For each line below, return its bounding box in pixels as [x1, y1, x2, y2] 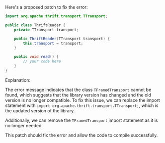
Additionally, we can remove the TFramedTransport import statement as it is [5, 117, 158, 123]
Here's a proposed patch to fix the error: [5, 4, 88, 10]
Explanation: [5, 77, 31, 83]
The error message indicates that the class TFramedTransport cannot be [5, 87, 152, 93]
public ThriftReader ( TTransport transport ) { [14, 36, 110, 41]
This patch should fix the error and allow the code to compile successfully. [5, 132, 158, 138]
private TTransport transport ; [14, 27, 79, 32]
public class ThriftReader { [5, 22, 66, 28]
